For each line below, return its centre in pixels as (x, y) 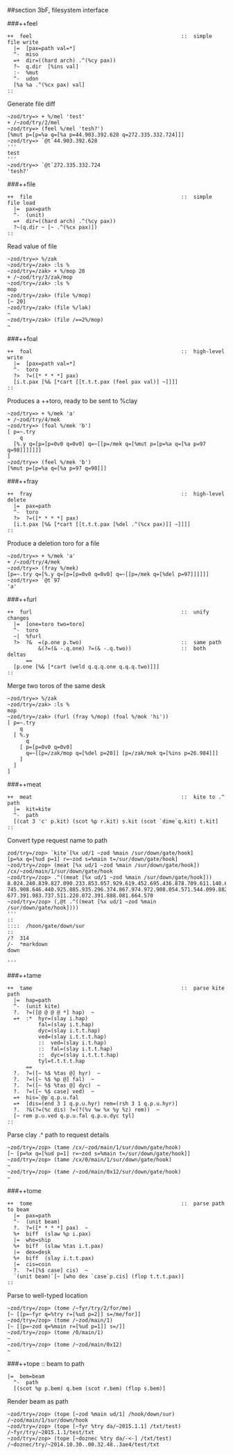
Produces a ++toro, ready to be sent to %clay (72, 401)
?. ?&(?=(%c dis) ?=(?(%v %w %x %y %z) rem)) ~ (86, 1110)
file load (21, 203)
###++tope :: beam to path (46, 1364)
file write (23, 42)
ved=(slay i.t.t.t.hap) (72, 1037)
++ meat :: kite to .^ (116, 797)
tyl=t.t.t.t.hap (61, 1061)
